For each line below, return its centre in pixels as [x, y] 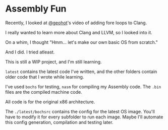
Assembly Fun [36, 9]
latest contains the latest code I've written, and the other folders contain [81, 72]
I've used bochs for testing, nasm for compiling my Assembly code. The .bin [83, 87]
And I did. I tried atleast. [30, 52]
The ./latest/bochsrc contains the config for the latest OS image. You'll [80, 111]
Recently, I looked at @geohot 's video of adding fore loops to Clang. [76, 23]
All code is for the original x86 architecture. [50, 102]
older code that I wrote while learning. [45, 77]
